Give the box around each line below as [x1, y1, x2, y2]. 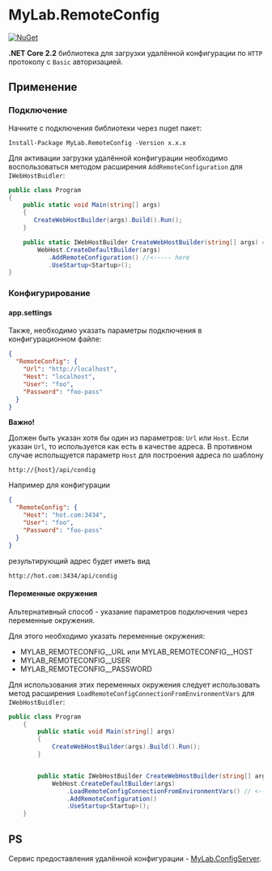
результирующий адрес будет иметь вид [8, 556, 151, 565]
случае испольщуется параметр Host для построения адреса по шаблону [8, 450, 264, 460]
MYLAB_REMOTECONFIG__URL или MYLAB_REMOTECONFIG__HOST [19, 646, 253, 656]
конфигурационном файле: [8, 334, 102, 344]
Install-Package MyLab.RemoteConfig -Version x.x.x [8, 139, 186, 147]
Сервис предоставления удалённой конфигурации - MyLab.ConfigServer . [8, 854, 261, 864]
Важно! [8, 418, 35, 427]
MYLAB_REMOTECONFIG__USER [19, 655, 131, 665]
